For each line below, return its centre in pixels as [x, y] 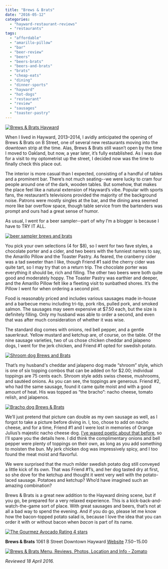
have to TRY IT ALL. [26, 226]
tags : [11, 33]
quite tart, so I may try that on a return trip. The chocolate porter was [76, 267]
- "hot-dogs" [23, 94]
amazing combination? [29, 485]
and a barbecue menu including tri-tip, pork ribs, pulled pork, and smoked [81, 303]
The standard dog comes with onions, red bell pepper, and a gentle [75, 329]
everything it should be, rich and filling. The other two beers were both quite [84, 272]
